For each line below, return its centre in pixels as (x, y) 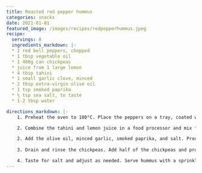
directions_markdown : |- (37, 111)
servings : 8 (27, 40)
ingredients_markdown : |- (44, 45)
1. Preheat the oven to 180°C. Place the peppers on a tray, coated (105, 117)
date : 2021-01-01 (28, 23)
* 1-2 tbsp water (33, 101)
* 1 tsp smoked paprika (41, 90)
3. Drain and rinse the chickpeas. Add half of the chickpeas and (102, 150)
